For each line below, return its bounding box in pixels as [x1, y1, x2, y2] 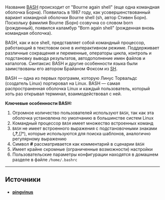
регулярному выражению [12, 136, 67, 142]
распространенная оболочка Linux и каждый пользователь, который [5, 86, 150, 91]
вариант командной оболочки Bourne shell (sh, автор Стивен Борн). [5, 15, 148, 20]
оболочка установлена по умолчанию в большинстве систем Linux [12, 115, 154, 121]
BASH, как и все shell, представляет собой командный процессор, [5, 40, 145, 46]
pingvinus [12, 189, 33, 195]
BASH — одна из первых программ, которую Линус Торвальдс [5, 75, 137, 81]
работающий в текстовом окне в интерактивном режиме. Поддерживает [5, 45, 160, 50]
